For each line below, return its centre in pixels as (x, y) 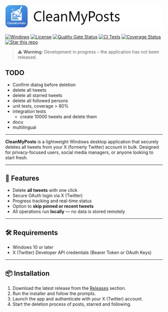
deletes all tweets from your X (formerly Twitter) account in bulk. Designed (82, 147)
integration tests (29, 111)
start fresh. (16, 158)
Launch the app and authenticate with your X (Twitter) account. (78, 298)
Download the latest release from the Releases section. (69, 288)
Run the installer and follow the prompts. (54, 293)
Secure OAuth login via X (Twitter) (47, 196)
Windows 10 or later (33, 247)
